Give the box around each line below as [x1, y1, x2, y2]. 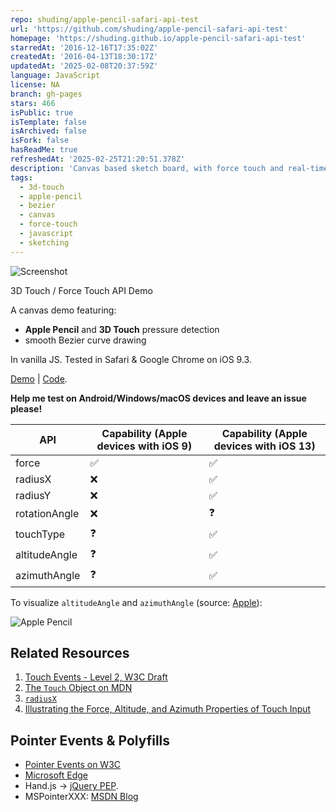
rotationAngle [15, 507, 80, 521]
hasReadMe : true [10, 145, 78, 155]
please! [10, 402, 43, 415]
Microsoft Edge [24, 769, 89, 781]
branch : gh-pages [10, 89, 83, 99]
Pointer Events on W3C [24, 759, 122, 771]
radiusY [15, 488, 52, 502]
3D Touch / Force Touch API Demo [10, 284, 153, 296]
